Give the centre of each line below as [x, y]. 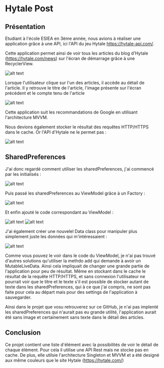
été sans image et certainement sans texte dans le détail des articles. [75, 317]
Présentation [25, 27]
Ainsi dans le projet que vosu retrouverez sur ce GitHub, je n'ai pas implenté [82, 307]
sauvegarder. [18, 297]
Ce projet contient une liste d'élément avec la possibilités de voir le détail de [82, 344]
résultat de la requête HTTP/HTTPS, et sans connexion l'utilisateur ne [75, 276]
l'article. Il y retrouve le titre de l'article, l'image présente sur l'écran [73, 88]
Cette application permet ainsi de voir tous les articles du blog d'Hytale [77, 53]
